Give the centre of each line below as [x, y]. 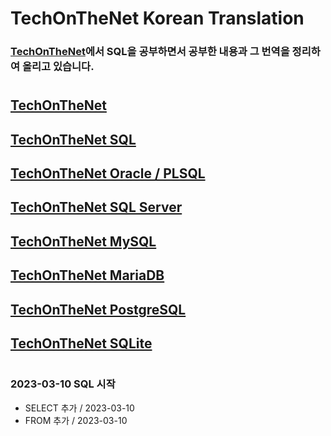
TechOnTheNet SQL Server [96, 207]
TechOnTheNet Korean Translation [157, 18]
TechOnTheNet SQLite [81, 343]
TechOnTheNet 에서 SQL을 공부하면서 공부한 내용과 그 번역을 [150, 52]
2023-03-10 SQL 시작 [63, 384]
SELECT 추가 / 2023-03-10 [79, 408]
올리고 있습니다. [58, 67]
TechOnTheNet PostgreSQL [98, 309]
